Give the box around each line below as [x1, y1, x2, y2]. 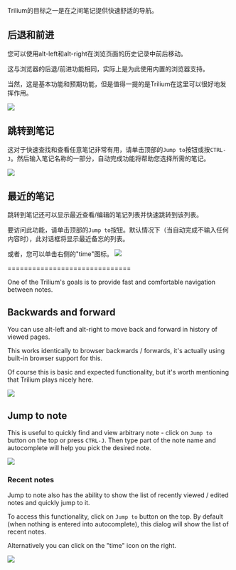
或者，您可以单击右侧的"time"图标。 [7, 250, 114, 258]
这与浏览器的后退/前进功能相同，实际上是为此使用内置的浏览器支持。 [7, 64, 210, 73]
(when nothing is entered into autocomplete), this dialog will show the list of [7, 520, 229, 529]
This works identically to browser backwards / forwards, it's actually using [7, 347, 225, 355]
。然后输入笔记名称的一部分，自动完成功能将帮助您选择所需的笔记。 [10, 154, 210, 163]
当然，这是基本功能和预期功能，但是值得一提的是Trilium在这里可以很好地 [7, 79, 220, 88]
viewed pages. [7, 332, 50, 341]
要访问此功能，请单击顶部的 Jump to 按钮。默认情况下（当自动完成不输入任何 [7, 225, 230, 234]
